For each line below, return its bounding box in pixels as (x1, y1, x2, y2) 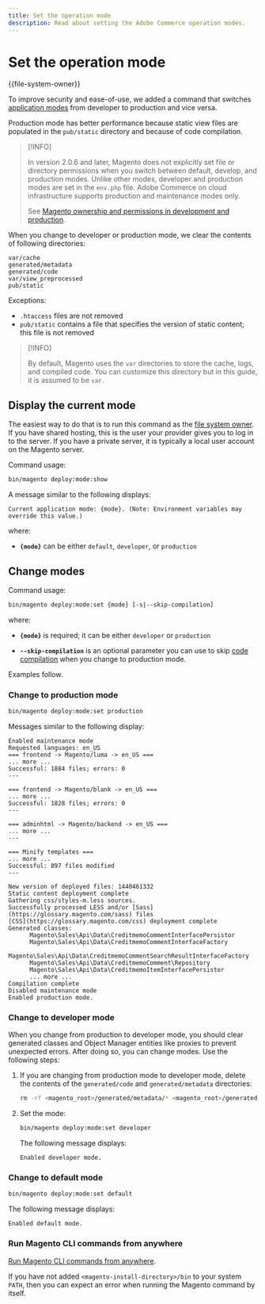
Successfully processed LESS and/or (8, 903, 129, 912)
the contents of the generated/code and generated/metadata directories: (19, 1079, 252, 1088)
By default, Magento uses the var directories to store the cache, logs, (27, 358, 255, 369)
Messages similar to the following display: (8, 721, 145, 731)
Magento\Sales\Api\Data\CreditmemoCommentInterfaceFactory (28, 938, 228, 946)
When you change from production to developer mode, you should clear (8, 1030, 244, 1039)
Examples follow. (8, 669, 63, 679)
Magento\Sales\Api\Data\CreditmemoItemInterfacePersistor (28, 966, 225, 973)
